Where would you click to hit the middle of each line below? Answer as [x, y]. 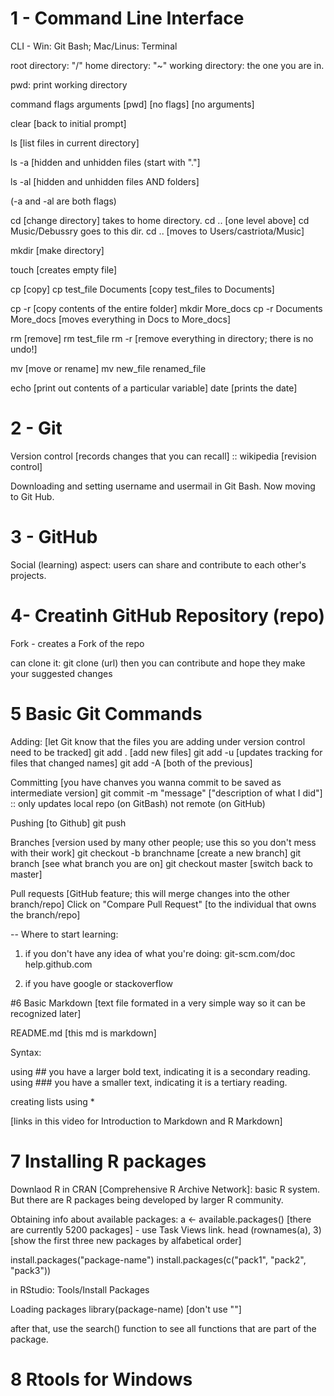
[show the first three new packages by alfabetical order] [126, 1240]
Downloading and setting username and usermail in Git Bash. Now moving [163, 486]
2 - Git [36, 428]
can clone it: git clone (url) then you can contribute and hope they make [158, 663]
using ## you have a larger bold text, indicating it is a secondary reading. [160, 1071]
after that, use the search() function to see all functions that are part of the [163, 1328]
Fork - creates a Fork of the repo [77, 643]
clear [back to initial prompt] [68, 123]
